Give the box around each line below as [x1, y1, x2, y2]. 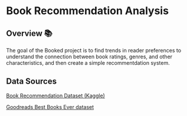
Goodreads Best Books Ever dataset [6, 103, 94, 110]
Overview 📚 [6, 28, 53, 38]
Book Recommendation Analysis [6, 4, 169, 18]
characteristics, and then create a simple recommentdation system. [6, 59, 170, 66]
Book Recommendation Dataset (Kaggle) [6, 92, 105, 99]
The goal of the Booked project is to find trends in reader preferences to [6, 47, 182, 54]
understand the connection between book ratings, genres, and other [6, 53, 173, 60]
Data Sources [6, 77, 57, 87]
